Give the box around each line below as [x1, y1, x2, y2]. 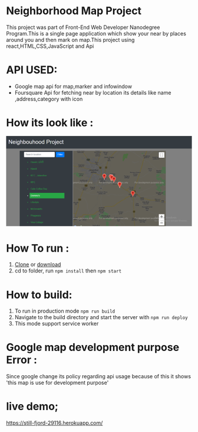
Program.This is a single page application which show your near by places [6, 30, 187, 37]
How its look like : [6, 116, 94, 129]
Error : [6, 353, 37, 367]
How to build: [6, 288, 72, 301]
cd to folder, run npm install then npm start [14, 267, 122, 274]
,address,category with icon [14, 95, 83, 102]
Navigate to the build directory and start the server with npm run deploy [14, 314, 188, 321]
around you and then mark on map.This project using [6, 36, 135, 43]
